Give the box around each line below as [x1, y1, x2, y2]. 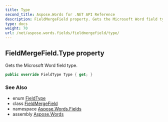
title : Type [5, 7, 30, 12]
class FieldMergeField [12, 100, 58, 106]
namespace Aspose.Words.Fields [12, 105, 81, 111]
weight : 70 [5, 26, 28, 31]
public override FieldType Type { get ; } [5, 72, 93, 77]
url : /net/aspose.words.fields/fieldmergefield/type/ [5, 30, 120, 35]
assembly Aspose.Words [12, 111, 64, 117]
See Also [5, 83, 27, 90]
